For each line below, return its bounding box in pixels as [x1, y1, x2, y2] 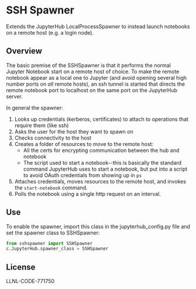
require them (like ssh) [14, 121, 69, 129]
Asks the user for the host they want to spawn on [14, 128, 133, 135]
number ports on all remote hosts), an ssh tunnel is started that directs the [6, 80, 185, 87]
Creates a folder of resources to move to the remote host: [14, 140, 154, 147]
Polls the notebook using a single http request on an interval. [14, 190, 161, 197]
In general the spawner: [6, 104, 63, 111]
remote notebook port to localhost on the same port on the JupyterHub [6, 86, 177, 94]
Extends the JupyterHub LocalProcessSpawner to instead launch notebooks [6, 23, 190, 30]
